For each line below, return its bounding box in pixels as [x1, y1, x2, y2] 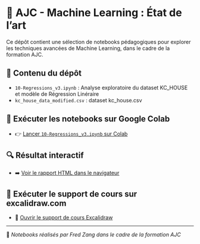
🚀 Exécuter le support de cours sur [6, 189, 137, 199]
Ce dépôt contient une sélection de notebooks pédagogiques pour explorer [6, 38, 192, 45]
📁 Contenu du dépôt [6, 68, 82, 79]
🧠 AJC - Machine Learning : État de [6, 6, 183, 20]
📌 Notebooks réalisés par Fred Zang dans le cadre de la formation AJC [6, 231, 182, 238]
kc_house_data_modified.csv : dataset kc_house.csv [14, 96, 142, 104]
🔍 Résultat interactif [6, 150, 85, 160]
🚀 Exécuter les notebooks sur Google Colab [6, 114, 170, 124]
